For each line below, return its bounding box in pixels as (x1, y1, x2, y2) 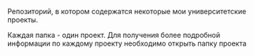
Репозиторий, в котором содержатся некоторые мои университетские (7, 7, 247, 16)
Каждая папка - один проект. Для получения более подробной (7, 31, 221, 39)
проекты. (7, 15, 39, 24)
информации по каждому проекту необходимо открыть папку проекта (7, 39, 247, 48)
